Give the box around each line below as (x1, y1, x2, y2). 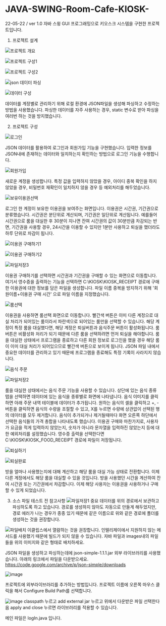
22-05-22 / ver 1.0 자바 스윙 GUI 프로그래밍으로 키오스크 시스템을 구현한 (5, 20, 147, 26)
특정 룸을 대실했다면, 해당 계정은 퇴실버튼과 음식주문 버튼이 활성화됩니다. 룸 (14, 324, 160, 331)
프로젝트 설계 (12, 37, 38, 43)
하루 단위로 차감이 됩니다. (5, 230, 55, 236)
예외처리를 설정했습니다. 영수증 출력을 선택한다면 (10, 430, 105, 436)
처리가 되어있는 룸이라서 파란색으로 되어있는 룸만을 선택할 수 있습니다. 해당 (10, 318, 155, 324)
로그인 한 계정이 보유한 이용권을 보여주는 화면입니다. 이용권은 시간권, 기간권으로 (5, 205, 159, 211)
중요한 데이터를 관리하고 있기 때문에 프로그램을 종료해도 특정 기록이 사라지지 (5, 349, 152, 355)
